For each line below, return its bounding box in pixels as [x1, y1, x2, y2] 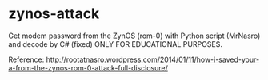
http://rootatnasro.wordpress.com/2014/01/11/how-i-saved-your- [46, 55, 260, 64]
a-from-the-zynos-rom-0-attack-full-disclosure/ [8, 63, 168, 72]
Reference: [8, 55, 45, 64]
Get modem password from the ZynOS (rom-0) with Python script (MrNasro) [8, 31, 261, 40]
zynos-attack [8, 5, 100, 23]
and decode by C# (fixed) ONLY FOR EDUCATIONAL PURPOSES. [8, 39, 222, 48]
